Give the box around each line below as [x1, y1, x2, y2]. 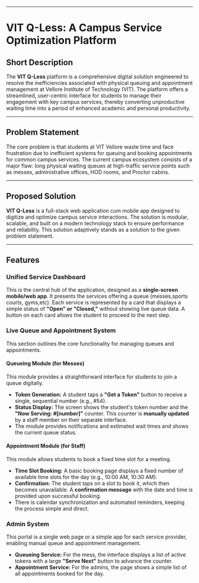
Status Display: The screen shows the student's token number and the [14, 404, 188, 411]
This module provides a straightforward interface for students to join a [6, 373, 177, 380]
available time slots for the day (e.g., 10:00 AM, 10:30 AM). [14, 474, 158, 481]
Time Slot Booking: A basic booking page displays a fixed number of [14, 467, 184, 474]
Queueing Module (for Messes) [6, 360, 85, 367]
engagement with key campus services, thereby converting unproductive [6, 99, 185, 105]
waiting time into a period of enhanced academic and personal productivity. [6, 105, 191, 112]
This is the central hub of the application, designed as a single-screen [6, 286, 178, 294]
